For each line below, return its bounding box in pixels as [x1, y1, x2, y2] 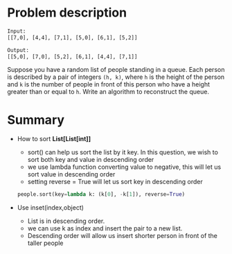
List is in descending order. [27, 217, 105, 226]
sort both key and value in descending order [27, 156, 154, 164]
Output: [7, 46, 30, 53]
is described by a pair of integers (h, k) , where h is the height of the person [7, 73, 225, 81]
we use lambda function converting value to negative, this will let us [27, 163, 222, 171]
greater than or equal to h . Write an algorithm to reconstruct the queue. [7, 88, 210, 96]
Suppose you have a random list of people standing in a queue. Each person [7, 66, 225, 74]
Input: [7, 28, 26, 35]
